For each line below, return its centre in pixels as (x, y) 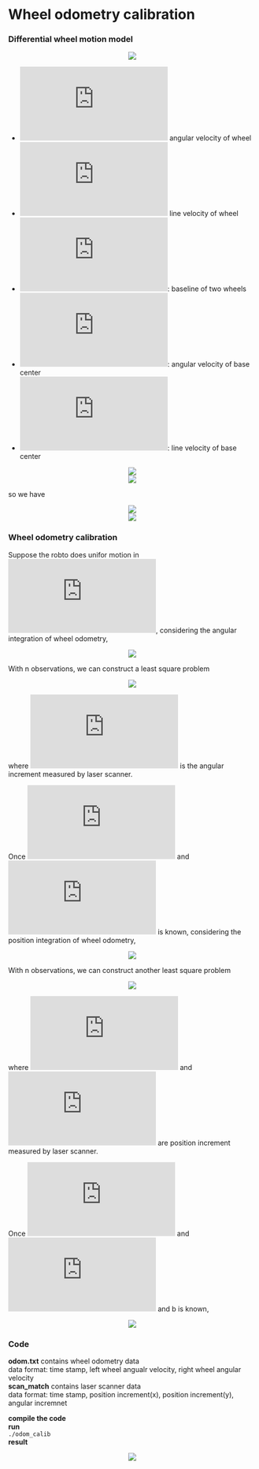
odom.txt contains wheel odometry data (74, 1361)
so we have (27, 494)
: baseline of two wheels (207, 289)
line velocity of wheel (203, 214)
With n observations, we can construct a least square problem (109, 669)
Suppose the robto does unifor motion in (74, 554)
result (18, 1442)
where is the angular (116, 766)
